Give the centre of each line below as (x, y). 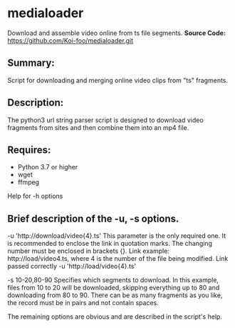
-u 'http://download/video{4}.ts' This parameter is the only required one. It (117, 236)
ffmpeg (28, 182)
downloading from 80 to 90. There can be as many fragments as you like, (115, 295)
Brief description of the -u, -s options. (93, 218)
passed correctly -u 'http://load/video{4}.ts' (72, 267)
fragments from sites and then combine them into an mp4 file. (98, 127)
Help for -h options (35, 196)
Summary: (31, 63)
